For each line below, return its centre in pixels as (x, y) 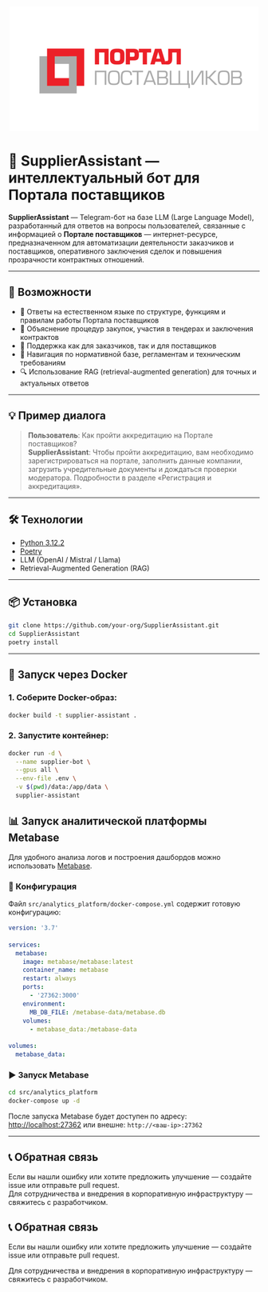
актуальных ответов (54, 383)
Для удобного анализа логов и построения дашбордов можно (114, 857)
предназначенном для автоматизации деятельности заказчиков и (121, 242)
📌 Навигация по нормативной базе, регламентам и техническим (130, 354)
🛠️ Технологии (46, 520)
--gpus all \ (37, 770)
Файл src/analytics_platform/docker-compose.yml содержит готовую (124, 904)
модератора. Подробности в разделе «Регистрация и (120, 478)
